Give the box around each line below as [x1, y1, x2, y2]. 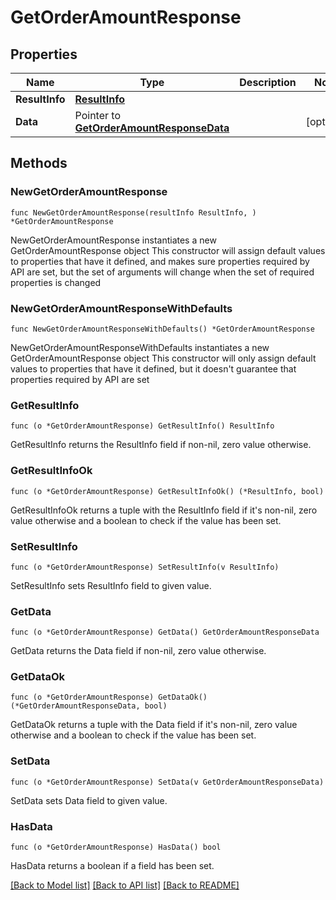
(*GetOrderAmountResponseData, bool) [10, 701, 168, 711]
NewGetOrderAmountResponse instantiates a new [10, 234, 217, 246]
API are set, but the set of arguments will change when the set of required [10, 266, 315, 278]
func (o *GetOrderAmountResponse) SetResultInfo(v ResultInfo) [10, 562, 280, 572]
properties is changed [10, 276, 102, 288]
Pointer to [74, 109, 121, 122]
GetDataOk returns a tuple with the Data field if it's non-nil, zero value [10, 719, 298, 731]
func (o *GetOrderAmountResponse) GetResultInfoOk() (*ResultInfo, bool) [10, 486, 325, 496]
